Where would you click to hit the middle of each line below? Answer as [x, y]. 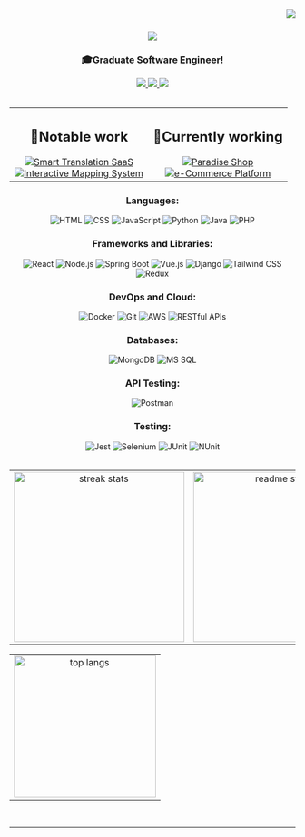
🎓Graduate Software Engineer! [152, 60]
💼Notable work [79, 137]
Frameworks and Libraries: [152, 244]
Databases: [152, 340]
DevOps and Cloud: [152, 297]
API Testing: [152, 383]
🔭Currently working [218, 137]
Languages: [152, 201]
